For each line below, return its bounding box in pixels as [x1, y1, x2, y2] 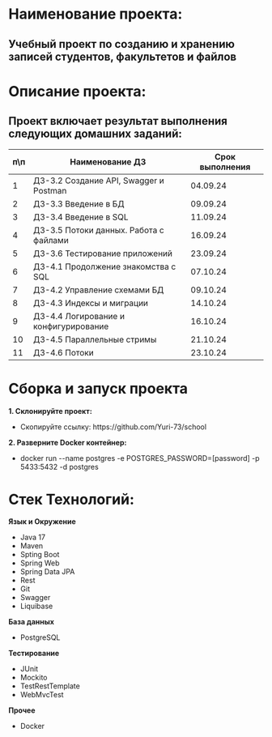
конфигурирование [33, 321, 109, 332]
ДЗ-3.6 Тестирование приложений [33, 248, 172, 259]
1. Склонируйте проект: [8, 406, 93, 415]
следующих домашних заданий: [8, 127, 182, 141]
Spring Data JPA [19, 567, 75, 577]
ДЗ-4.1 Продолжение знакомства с [33, 261, 176, 272]
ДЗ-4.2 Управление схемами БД [33, 284, 164, 296]
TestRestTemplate [19, 681, 81, 691]
